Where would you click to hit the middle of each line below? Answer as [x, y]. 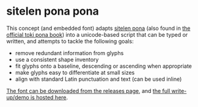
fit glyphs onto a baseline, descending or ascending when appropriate [104, 66]
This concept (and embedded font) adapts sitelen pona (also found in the [98, 28]
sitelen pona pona [53, 11]
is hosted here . [49, 97]
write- [179, 90]
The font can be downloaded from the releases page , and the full [88, 90]
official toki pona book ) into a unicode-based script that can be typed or [97, 34]
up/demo [18, 97]
